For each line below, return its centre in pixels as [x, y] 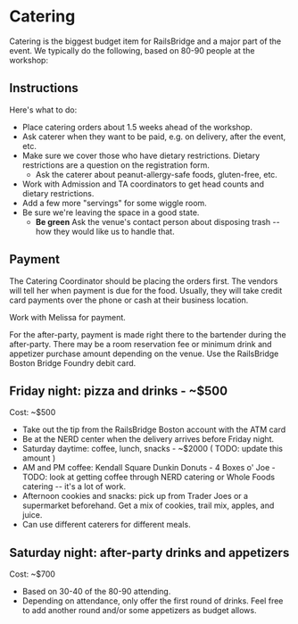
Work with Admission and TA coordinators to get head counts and [143, 184]
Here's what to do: [43, 110]
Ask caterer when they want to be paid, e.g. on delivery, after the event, [154, 137]
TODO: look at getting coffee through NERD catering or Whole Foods [148, 477]
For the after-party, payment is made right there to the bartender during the [148, 334]
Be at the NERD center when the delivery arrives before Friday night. [148, 439]
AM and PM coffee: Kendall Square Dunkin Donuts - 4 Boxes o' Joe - [149, 468]
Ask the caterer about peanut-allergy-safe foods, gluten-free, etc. [157, 174]
